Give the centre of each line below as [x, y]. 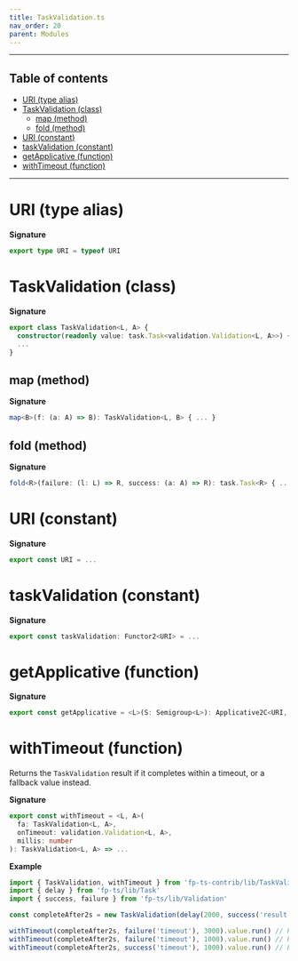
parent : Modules [39, 34]
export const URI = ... [53, 560]
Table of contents [59, 78]
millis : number [45, 841]
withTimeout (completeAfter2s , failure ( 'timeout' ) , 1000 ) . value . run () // [146, 939]
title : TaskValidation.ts [57, 17]
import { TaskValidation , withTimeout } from [94, 882]
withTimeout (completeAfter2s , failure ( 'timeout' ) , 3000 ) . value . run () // [146, 931]
